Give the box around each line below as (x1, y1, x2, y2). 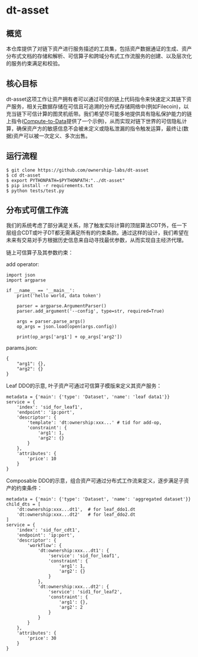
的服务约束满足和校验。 (6, 60, 63, 67)
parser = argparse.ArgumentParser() (16, 303, 107, 309)
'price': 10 (27, 456, 57, 462)
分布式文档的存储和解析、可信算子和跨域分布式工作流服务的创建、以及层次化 (6, 52, 192, 59)
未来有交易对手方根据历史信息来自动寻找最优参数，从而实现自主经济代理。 (6, 237, 187, 244)
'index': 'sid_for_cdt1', (16, 527, 81, 533)
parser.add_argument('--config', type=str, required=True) (16, 308, 165, 314)
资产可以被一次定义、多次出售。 (13, 132, 91, 139)
